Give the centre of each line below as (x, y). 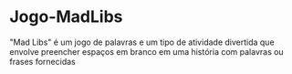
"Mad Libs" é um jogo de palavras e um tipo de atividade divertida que (142, 42)
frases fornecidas (42, 61)
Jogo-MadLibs (66, 17)
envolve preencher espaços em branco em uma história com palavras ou (147, 51)
